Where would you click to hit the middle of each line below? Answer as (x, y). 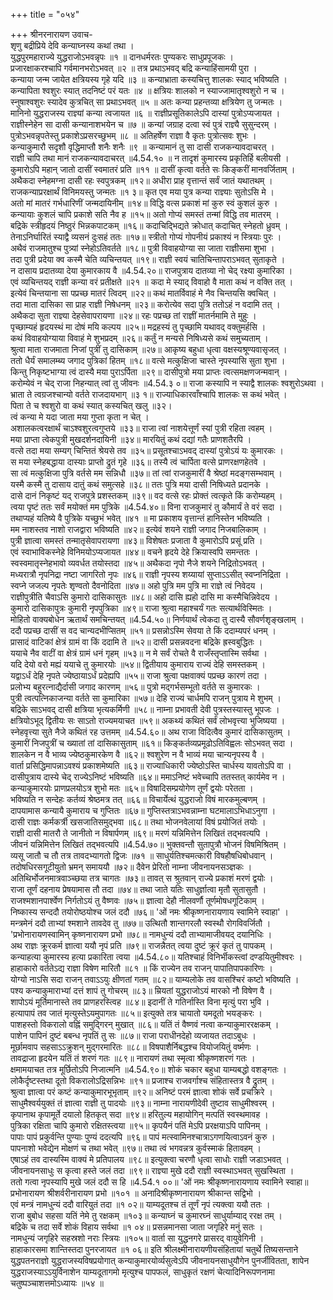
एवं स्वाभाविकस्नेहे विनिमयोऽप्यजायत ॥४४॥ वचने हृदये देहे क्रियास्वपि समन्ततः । (134, 552)
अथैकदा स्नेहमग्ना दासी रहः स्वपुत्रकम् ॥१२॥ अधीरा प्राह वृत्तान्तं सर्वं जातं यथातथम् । (141, 180)
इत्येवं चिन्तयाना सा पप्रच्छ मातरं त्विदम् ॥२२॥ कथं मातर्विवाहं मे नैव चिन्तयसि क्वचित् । (143, 293)
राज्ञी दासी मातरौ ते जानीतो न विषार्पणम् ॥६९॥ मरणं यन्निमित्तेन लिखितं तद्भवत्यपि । (139, 833)
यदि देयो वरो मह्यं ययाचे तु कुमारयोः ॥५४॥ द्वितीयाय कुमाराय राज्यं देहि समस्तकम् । (138, 664)
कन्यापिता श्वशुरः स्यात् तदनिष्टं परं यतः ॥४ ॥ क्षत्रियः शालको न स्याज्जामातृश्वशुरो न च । (147, 90)
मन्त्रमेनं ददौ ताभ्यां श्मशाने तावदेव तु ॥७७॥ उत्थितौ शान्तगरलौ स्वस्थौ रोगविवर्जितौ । (141, 923)
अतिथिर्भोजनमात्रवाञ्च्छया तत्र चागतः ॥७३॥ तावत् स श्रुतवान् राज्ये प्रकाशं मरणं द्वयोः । (142, 878)
